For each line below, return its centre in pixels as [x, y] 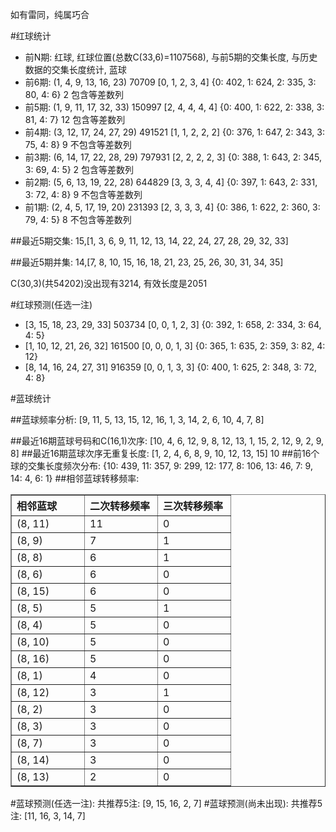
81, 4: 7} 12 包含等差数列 [75, 119]
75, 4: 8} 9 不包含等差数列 [78, 144]
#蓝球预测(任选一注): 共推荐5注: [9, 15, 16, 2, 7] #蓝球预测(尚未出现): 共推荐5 [166, 803]
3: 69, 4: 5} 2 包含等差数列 [79, 169]
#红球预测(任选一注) [51, 304]
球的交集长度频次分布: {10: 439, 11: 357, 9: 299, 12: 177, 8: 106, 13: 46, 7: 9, [161, 466]
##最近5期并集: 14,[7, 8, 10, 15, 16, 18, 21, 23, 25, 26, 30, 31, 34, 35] [147, 262]
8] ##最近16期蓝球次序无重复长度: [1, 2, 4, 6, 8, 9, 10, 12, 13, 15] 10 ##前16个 [165, 453]
